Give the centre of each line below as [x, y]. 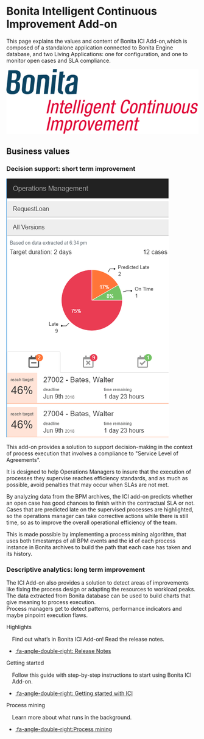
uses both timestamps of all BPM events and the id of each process [91, 541]
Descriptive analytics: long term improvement [76, 570]
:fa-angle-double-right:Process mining [64, 729]
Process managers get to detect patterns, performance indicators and [94, 609]
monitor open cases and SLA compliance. [59, 60]
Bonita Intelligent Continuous [82, 11]
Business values [38, 151]
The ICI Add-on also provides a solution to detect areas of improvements [98, 583]
